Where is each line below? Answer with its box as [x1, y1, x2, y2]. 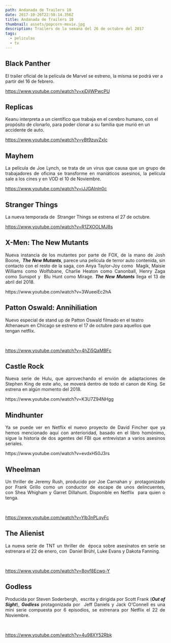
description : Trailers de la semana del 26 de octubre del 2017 [5, 26, 144, 31]
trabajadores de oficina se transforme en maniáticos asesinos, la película [5, 171, 165, 177]
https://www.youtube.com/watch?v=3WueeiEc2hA [5, 288, 112, 295]
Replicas [5, 103, 33, 111]
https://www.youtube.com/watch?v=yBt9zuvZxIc [5, 137, 108, 143]
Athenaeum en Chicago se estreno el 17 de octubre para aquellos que [5, 322, 151, 328]
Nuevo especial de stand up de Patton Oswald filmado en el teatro [5, 317, 144, 323]
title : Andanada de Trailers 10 [5, 17, 74, 22]
